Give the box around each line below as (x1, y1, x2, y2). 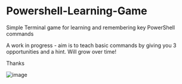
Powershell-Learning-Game (6, 4, 147, 18)
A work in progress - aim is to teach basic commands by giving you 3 (6, 42, 177, 49)
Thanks (6, 60, 25, 67)
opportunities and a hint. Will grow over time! (6, 48, 116, 55)
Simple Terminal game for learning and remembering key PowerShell (6, 24, 175, 31)
